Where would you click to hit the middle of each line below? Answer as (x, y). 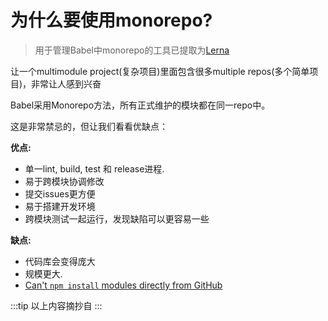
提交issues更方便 (60, 193)
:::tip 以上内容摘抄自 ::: (56, 305)
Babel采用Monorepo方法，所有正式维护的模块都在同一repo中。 (140, 105)
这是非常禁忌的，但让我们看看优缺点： (89, 126)
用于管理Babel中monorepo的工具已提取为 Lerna (132, 50)
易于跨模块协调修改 (64, 181)
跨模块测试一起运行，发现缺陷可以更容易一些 (117, 218)
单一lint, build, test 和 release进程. (94, 168)
